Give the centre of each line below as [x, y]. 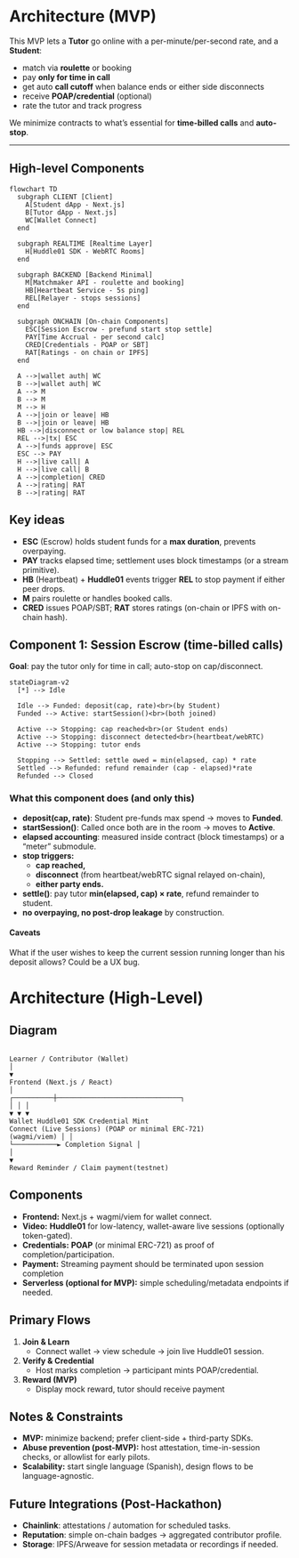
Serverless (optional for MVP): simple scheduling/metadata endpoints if [155, 1282]
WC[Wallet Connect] [61, 220]
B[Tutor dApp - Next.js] [71, 212]
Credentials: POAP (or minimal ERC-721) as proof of [118, 1245]
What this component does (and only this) [102, 798]
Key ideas [37, 520]
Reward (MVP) [49, 1379]
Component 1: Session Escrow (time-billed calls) [146, 645]
